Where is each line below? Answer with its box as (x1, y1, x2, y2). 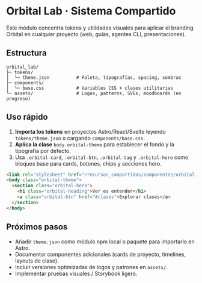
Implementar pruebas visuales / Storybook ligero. (14, 270, 138, 277)
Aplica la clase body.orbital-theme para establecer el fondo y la (14, 140, 174, 148)
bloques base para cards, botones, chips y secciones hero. (14, 160, 162, 167)
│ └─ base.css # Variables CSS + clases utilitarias (6, 85, 173, 91)
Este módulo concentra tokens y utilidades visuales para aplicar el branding (6, 24, 194, 31)
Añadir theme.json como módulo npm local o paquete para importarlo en (14, 238, 195, 245)
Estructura (6, 48, 47, 58)
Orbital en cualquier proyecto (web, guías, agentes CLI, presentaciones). (6, 30, 186, 37)
